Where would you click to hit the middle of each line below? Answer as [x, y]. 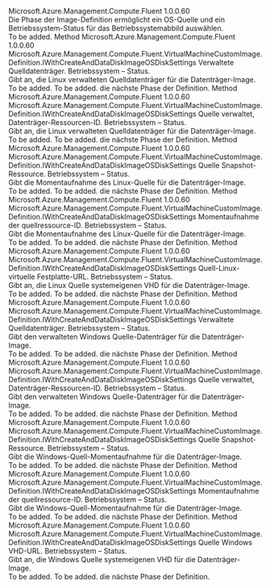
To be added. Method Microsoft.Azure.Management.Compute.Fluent [122, 37]
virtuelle [22, 277]
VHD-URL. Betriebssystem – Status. [68, 551]
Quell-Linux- [219, 268]
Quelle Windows [225, 542]
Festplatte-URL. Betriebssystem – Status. [105, 277]
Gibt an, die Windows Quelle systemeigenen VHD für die [102, 559]
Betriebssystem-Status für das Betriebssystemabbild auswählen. [116, 28]
